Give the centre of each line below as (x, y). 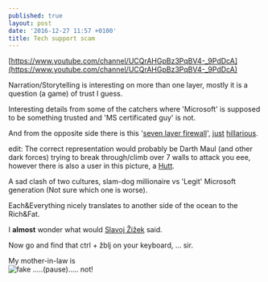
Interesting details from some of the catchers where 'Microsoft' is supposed (134, 109)
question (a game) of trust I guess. (66, 94)
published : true (35, 16)
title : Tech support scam (52, 38)
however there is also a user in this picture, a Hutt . (92, 166)
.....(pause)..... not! (63, 269)
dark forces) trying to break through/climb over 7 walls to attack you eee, (130, 157)
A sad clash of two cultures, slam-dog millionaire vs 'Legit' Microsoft (122, 182)
